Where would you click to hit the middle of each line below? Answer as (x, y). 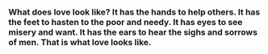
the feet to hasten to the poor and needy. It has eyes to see (126, 22)
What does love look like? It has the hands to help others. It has (134, 12)
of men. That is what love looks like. (80, 42)
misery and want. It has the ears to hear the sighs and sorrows (133, 32)
